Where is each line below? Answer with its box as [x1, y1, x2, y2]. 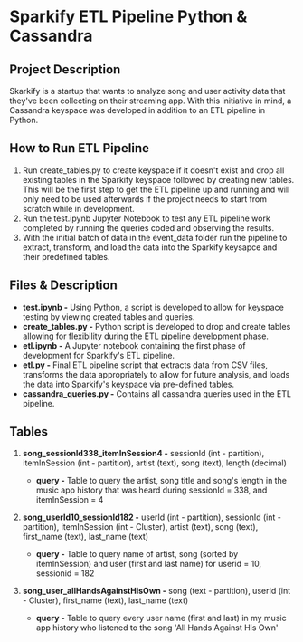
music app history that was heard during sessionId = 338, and [35, 484, 268, 495]
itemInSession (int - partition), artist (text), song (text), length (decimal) [22, 457, 288, 468]
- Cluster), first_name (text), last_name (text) [22, 595, 189, 606]
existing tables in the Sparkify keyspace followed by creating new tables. [22, 174, 295, 185]
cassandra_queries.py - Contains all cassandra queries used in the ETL [22, 388, 292, 399]
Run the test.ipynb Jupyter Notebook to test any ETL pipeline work [22, 213, 271, 224]
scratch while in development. [22, 203, 136, 214]
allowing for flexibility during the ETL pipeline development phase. [22, 331, 270, 341]
